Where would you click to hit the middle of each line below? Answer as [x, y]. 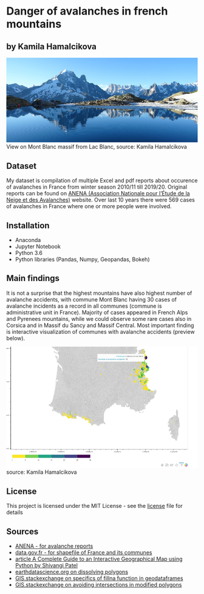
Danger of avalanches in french [87, 11]
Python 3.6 [29, 253]
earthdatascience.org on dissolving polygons [72, 572]
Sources [22, 531]
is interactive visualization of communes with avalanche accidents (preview [101, 331]
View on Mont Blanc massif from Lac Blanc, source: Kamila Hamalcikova [97, 147]
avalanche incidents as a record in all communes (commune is [84, 306]
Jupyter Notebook [38, 246]
